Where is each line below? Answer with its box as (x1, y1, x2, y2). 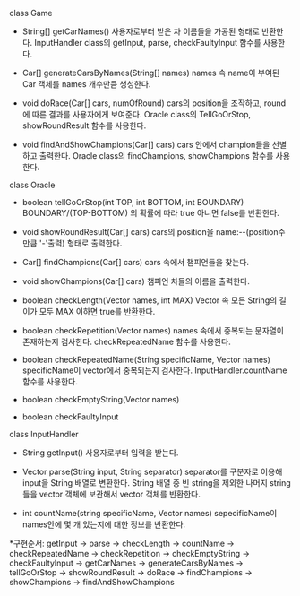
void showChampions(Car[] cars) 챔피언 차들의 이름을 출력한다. (21, 276, 251, 286)
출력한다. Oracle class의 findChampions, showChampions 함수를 (39, 151, 274, 160)
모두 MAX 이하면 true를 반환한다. (39, 307, 156, 316)
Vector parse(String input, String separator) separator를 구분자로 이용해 (21, 466, 283, 477)
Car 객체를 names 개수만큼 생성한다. (21, 79, 151, 89)
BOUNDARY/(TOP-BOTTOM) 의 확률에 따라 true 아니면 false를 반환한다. (21, 208, 279, 218)
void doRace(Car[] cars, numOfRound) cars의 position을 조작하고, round (21, 98, 287, 108)
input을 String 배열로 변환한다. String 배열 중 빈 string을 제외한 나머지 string (21, 478, 291, 488)
